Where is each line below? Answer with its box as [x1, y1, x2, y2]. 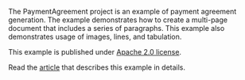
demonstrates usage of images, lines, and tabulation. [8, 32, 182, 41]
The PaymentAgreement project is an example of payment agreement [8, 7, 237, 16]
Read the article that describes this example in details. [8, 63, 185, 72]
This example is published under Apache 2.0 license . [8, 48, 181, 56]
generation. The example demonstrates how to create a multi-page [8, 15, 228, 25]
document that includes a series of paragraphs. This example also [8, 24, 225, 32]
